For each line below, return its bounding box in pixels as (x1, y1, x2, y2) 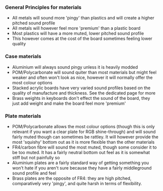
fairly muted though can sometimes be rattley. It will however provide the (12, 134, 159, 140)
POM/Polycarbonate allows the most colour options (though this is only (12, 123, 155, 129)
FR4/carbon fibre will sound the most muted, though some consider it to (12, 144, 157, 150)
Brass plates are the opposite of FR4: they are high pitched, (12, 175, 132, 181)
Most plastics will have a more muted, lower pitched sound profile (12, 31, 145, 37)
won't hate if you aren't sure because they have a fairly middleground (12, 165, 152, 171)
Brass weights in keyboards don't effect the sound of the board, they (12, 95, 150, 101)
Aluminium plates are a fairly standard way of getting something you (12, 160, 149, 166)
